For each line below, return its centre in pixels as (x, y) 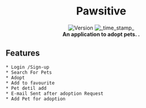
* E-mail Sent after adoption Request (55, 94)
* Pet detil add (26, 88)
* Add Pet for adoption (36, 99)
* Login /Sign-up (28, 67)
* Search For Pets (29, 72)
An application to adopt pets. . (101, 34)
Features (23, 53)
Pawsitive (101, 11)
